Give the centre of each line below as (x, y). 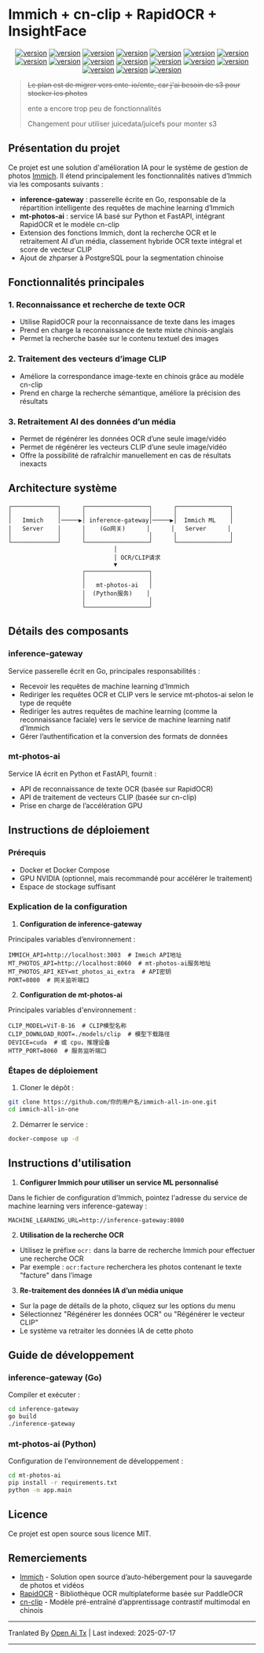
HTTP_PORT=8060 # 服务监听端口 (58, 1051)
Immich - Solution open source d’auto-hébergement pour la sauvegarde (136, 1577)
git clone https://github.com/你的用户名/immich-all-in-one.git (113, 1102)
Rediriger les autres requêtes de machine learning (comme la (118, 711)
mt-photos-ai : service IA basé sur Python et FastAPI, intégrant (122, 216)
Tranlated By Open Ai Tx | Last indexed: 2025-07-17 (92, 1633)
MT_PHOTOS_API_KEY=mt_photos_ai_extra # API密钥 (90, 972)
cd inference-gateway (44, 1409)
